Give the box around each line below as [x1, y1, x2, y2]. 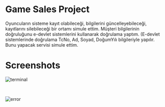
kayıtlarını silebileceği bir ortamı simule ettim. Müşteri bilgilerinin [5, 25, 140, 31]
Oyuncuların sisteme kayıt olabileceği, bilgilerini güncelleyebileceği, [5, 20, 147, 26]
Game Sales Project [5, 4, 90, 15]
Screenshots [5, 60, 61, 72]
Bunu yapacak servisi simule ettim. [5, 42, 78, 48]
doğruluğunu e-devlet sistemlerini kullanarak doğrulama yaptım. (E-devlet [5, 31, 160, 37]
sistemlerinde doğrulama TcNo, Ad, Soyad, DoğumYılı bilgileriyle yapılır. [5, 37, 155, 43]
